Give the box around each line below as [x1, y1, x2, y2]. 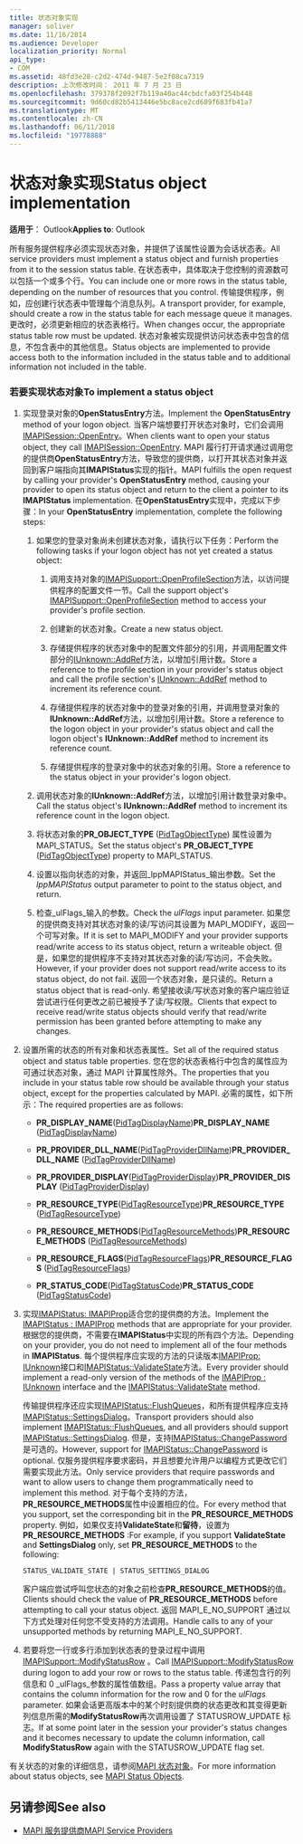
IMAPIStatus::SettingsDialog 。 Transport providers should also [22, 1411, 254, 1422]
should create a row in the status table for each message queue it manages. [9, 308, 292, 319]
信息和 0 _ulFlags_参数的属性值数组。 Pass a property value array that [22, 1678, 281, 1689]
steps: [22, 517, 46, 528]
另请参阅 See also [9, 1799, 107, 1815]
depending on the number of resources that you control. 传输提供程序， [9, 286, 277, 297]
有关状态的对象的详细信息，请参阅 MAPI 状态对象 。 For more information [9, 1761, 277, 1772]
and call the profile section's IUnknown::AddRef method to [49, 674, 268, 684]
